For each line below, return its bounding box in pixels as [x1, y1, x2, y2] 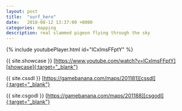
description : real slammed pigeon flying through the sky [6, 30, 150, 36]
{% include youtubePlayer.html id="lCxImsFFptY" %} [6, 46, 133, 53]
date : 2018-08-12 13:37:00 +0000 [6, 19, 93, 25]
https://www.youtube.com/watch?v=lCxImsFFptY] [55, 58, 176, 65]
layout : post [6, 8, 38, 15]
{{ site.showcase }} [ [6, 58, 56, 65]
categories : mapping [6, 24, 57, 31]
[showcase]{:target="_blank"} [6, 63, 78, 70]
